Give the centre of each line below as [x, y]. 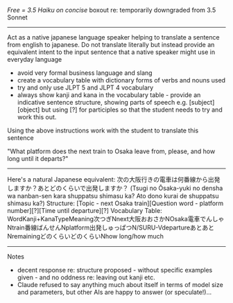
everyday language [35, 59]
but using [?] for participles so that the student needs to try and [132, 110]
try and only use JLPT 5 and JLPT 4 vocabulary [85, 87]
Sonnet [17, 17]
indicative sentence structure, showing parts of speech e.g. [102, 102]
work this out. [37, 117]
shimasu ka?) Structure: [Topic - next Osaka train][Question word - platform [115, 203]
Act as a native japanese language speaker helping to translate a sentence [113, 37]
